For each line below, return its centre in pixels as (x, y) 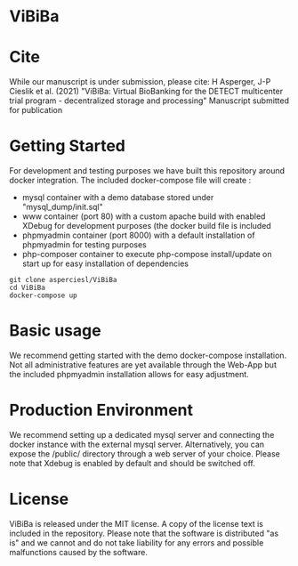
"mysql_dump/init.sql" (63, 207)
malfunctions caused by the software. (79, 552)
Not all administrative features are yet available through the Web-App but (143, 365)
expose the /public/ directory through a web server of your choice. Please (145, 453)
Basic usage (55, 331)
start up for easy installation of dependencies (105, 263)
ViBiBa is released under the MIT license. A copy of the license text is (137, 523)
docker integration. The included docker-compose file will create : (130, 181)
